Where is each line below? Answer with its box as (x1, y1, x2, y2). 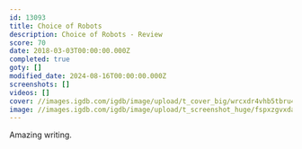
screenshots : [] (9, 80, 70, 89)
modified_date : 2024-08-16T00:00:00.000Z (9, 72, 167, 81)
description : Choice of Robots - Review (9, 30, 164, 39)
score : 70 (9, 38, 47, 48)
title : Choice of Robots (9, 22, 102, 31)
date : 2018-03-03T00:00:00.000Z (9, 47, 130, 56)
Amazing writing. (9, 129, 72, 140)
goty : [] (9, 64, 42, 73)
